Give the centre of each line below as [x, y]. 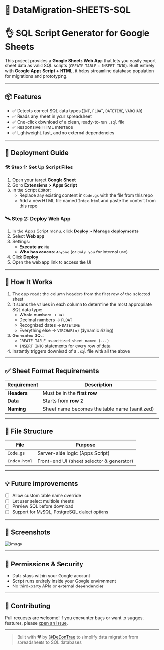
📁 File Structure [29, 431]
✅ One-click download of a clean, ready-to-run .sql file [68, 122]
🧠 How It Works [29, 282]
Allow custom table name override [47, 496]
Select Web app [28, 236]
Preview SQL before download [43, 506]
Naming [17, 409]
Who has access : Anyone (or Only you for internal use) [74, 252]
